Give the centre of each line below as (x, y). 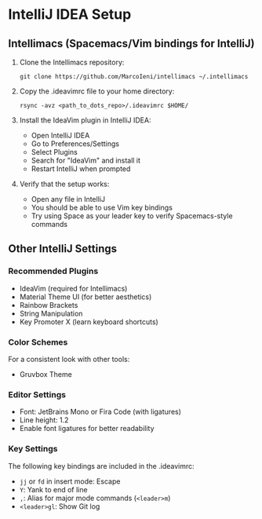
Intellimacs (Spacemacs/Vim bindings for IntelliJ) (131, 44)
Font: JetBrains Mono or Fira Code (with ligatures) (100, 412)
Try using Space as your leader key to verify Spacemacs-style (132, 216)
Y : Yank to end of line (53, 489)
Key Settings (33, 449)
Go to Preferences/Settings (75, 144)
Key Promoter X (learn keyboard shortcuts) (89, 322)
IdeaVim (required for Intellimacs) (73, 288)
